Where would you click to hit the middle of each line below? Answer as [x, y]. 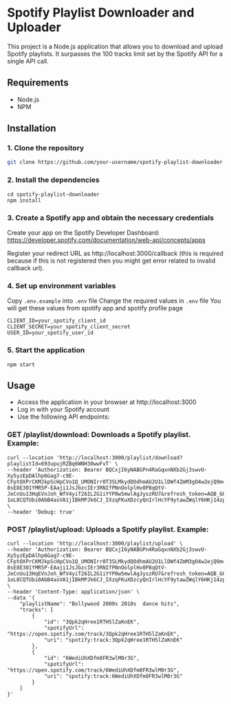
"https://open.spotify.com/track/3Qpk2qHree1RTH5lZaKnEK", [93, 634]
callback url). [26, 268]
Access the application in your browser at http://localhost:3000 [107, 402]
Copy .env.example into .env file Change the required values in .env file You [114, 301]
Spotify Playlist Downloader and [101, 13]
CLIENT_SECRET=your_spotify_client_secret [69, 327]
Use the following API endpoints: [63, 417]
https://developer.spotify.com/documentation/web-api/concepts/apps [107, 240]
